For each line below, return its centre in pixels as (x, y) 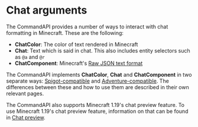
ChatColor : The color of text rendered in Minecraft (76, 44)
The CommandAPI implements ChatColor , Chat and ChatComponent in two (99, 74)
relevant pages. (25, 93)
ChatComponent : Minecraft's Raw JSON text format (79, 63)
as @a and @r (30, 57)
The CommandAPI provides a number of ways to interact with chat (87, 27)
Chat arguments (47, 10)
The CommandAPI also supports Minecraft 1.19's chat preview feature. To (95, 105)
